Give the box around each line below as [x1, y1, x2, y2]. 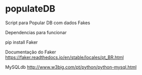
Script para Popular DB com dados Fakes [5, 20, 90, 26]
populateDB [5, 3, 56, 15]
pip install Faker [5, 39, 38, 45]
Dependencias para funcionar [5, 29, 67, 35]
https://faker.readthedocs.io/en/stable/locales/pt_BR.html [5, 54, 124, 60]
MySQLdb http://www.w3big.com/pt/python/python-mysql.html [5, 64, 137, 70]
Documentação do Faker [5, 49, 56, 55]
